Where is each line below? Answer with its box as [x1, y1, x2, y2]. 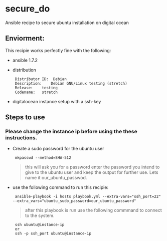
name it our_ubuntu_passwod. [25, 175, 87, 181]
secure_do [5, 3, 50, 15]
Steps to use [5, 113, 45, 122]
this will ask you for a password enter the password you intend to [25, 164, 160, 170]
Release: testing [15, 85, 58, 90]
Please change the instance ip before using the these [5, 128, 137, 135]
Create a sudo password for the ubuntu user [12, 146, 104, 152]
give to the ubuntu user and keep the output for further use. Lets [25, 169, 158, 175]
